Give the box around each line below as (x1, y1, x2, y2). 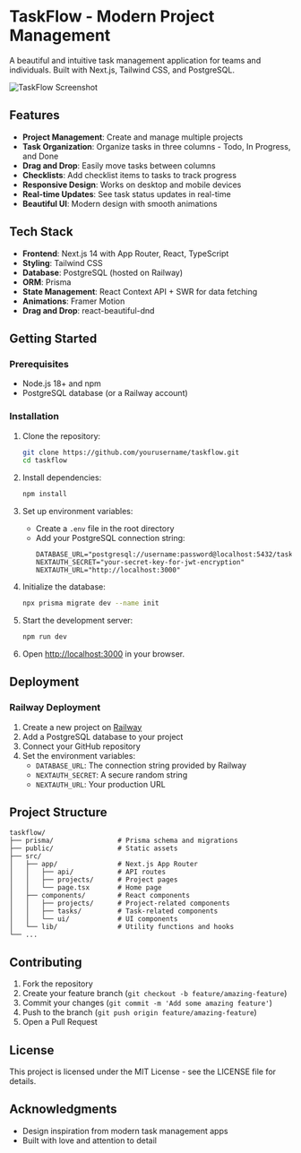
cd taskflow (21, 456, 67, 465)
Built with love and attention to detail (21, 1135, 157, 1146)
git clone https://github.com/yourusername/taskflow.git (21, 448, 240, 457)
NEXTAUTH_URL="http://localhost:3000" (35, 566, 181, 575)
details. (9, 1076, 37, 1087)
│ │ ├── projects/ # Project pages (9, 875, 178, 884)
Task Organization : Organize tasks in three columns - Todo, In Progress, (21, 141, 291, 151)
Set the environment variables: (21, 750, 136, 761)
